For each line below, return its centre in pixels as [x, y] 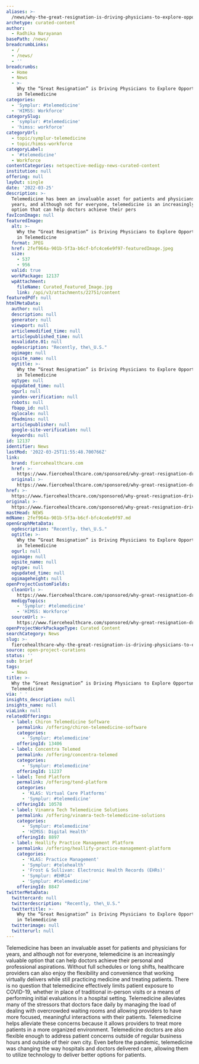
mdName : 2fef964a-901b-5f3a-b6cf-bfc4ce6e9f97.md [69, 518]
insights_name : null [32, 705]
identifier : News [28, 446]
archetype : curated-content [41, 22]
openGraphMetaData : [30, 524]
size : [18, 254]
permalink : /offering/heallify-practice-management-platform [94, 848]
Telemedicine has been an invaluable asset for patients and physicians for [96, 947]
